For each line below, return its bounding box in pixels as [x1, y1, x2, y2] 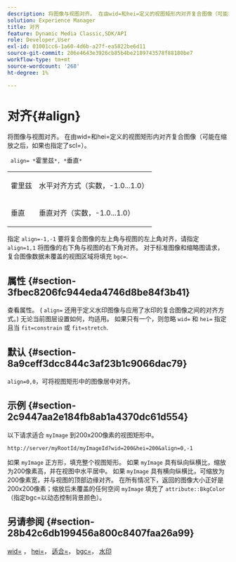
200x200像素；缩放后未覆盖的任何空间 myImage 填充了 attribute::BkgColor [7, 484, 226, 493]
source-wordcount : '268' [7, 63, 80, 70]
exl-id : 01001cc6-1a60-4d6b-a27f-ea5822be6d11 [7, 43, 146, 50]
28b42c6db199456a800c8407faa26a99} [7, 527, 195, 539]
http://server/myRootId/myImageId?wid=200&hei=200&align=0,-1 [7, 444, 193, 451]
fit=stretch [71, 325, 107, 332]
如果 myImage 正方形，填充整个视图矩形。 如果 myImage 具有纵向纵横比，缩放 [7, 458, 226, 466]
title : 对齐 [7, 23, 40, 30]
